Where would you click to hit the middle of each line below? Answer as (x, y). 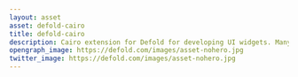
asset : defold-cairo (47, 26)
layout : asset (35, 17)
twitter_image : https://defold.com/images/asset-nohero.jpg (123, 58)
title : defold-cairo (47, 34)
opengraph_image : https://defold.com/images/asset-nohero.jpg (126, 50)
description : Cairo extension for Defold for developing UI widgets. (141, 42)
